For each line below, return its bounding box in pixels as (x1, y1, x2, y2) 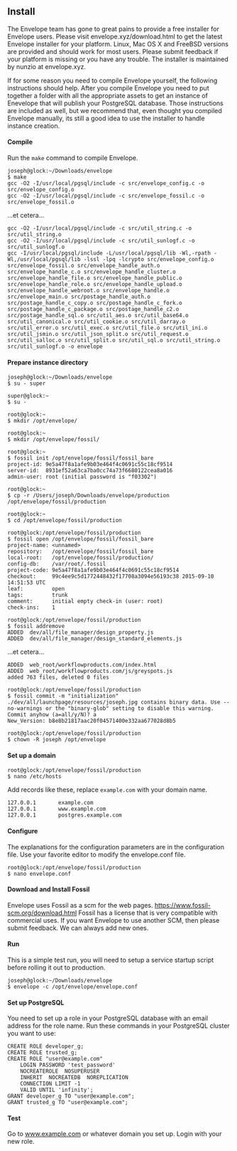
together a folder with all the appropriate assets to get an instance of (7, 91, 208, 100)
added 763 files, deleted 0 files (7, 674, 110, 681)
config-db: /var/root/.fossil (7, 561, 106, 568)
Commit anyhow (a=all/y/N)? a (7, 711, 97, 718)
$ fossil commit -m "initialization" (7, 693, 119, 700)
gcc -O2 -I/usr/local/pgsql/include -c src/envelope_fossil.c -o (7, 192, 204, 200)
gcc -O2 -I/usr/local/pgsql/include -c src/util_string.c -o (7, 225, 192, 232)
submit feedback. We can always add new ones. (7, 923, 149, 932)
